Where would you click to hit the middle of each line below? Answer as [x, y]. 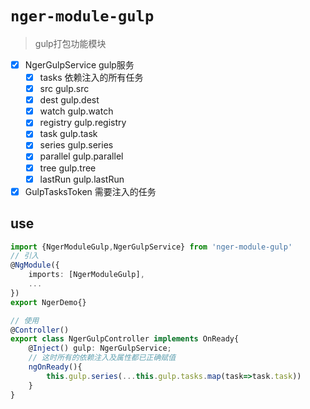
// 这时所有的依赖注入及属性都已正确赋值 [102, 358]
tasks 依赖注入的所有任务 [91, 77]
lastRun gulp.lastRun [82, 179]
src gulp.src [64, 89]
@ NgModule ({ [35, 265]
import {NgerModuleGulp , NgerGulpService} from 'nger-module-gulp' [151, 247]
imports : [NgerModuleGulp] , [86, 275]
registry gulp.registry [83, 123]
